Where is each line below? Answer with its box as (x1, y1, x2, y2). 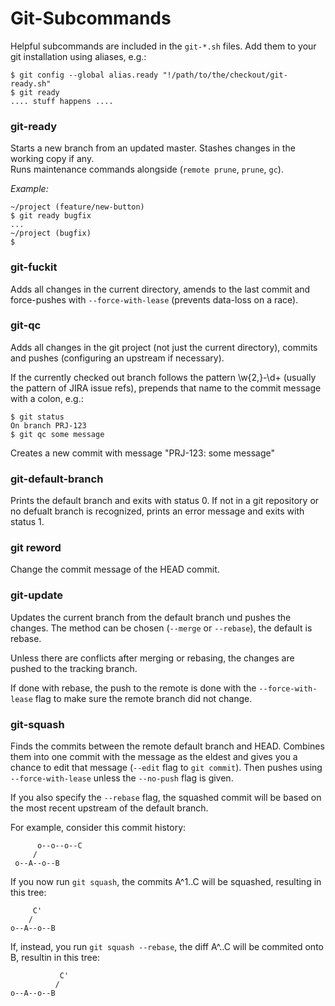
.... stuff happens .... (10, 96, 114, 106)
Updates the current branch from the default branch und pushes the (10, 611, 292, 623)
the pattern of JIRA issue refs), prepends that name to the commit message (10, 382, 322, 394)
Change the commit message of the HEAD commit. (10, 563, 220, 576)
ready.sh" (10, 78, 52, 89)
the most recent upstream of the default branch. (10, 802, 209, 814)
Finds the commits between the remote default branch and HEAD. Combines (10, 740, 325, 752)
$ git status (10, 412, 65, 422)
